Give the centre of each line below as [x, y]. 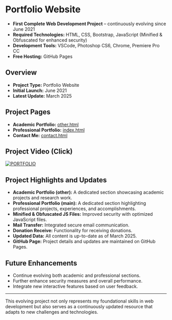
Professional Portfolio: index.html [49, 130]
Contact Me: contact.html [40, 135]
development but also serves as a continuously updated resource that [79, 306]
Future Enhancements [41, 263]
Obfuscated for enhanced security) [50, 40]
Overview [21, 73]
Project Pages [28, 112]
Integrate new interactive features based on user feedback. [75, 286]
